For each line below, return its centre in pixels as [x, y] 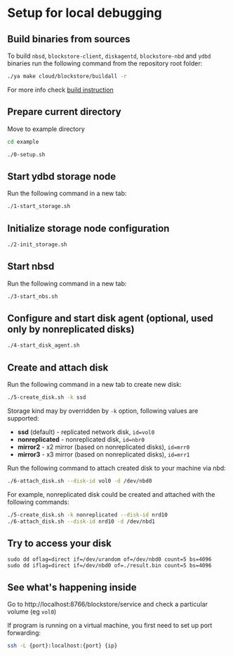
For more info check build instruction [60, 89]
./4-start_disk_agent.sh [44, 346]
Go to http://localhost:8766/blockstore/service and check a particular [108, 605]
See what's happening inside [72, 587]
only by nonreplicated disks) [71, 329]
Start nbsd [31, 267]
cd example [23, 142]
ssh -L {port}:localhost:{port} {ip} [62, 646]
